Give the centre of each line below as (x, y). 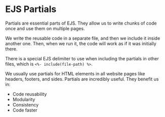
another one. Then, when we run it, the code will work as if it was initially (81, 43)
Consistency (25, 104)
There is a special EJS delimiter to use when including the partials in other (82, 58)
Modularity (24, 99)
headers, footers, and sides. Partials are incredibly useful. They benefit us (82, 79)
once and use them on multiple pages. (45, 28)
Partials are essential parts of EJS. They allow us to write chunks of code (81, 23)
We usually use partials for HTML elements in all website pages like (75, 73)
